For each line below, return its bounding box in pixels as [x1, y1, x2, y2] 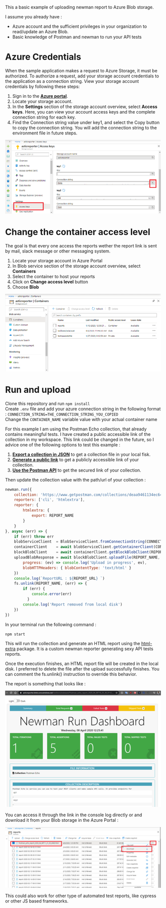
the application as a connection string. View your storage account [5, 78, 139, 84]
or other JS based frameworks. [5, 898, 69, 904]
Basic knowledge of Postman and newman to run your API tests [12, 34, 142, 40]
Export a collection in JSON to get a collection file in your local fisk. [12, 451, 151, 457]
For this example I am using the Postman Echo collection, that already [5, 426, 147, 432]
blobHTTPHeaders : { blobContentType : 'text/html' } [23, 565, 132, 570]
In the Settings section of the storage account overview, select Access [12, 104, 158, 110]
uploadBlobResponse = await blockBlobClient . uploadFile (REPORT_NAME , [14, 555, 161, 560]
